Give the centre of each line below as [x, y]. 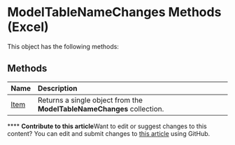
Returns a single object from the [90, 100]
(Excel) [28, 27]
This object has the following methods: [63, 46]
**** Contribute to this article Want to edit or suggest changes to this [107, 126]
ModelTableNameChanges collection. [101, 109]
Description [58, 88]
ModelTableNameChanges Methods [114, 12]
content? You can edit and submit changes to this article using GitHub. [109, 133]
